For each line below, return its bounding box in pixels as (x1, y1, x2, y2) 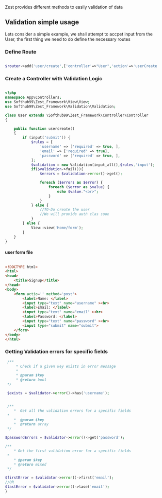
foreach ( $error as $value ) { (48, 185, 110, 190)
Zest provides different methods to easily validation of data (5, 4, 123, 10)
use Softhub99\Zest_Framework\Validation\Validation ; (5, 104, 116, 109)
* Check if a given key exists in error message (16, 364, 116, 369)
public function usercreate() (14, 126, 75, 131)
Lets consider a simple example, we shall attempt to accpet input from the (5, 31, 153, 37)
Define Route (5, 48, 36, 55)
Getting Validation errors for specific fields (5, 348, 108, 355)
